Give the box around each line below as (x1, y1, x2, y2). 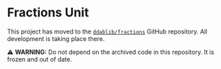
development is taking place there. (7, 34, 105, 42)
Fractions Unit (7, 5, 89, 20)
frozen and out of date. (7, 55, 72, 63)
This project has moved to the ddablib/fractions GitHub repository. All (7, 27, 208, 36)
